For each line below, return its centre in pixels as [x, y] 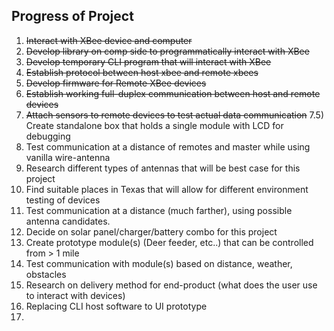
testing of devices [63, 200]
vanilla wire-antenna [68, 157]
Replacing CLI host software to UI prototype [116, 306]
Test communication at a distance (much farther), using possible [159, 210]
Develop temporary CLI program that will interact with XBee [148, 61]
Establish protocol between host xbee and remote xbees [142, 72]
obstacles [46, 274]
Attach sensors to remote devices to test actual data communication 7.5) [175, 115]
